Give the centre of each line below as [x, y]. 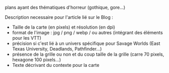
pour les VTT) [27, 38]
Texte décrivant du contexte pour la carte [56, 65]
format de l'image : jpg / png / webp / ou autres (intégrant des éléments [87, 32]
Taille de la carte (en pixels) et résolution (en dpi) [64, 27]
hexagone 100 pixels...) [37, 60]
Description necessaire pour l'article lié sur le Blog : [59, 17]
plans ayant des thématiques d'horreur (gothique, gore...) [65, 7]
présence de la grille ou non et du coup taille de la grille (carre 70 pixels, [88, 54]
